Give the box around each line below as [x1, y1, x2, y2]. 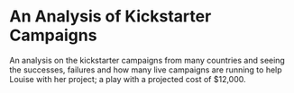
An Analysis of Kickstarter [9, 6, 212, 27]
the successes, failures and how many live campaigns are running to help [9, 64, 282, 75]
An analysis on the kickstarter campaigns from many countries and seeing [9, 55, 286, 65]
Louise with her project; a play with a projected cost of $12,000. [9, 73, 246, 84]
